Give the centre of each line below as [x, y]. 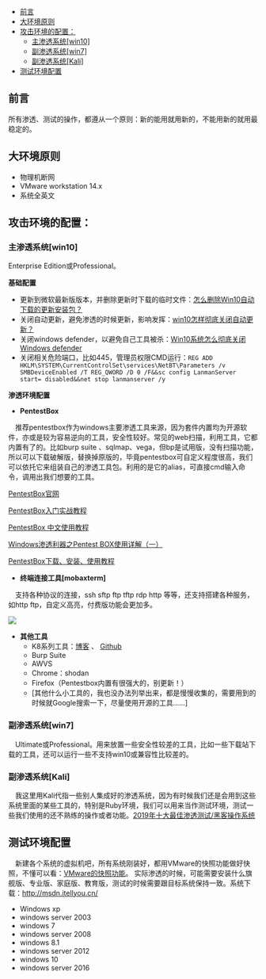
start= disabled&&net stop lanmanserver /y [93, 380]
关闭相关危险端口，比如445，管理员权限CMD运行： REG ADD [116, 358]
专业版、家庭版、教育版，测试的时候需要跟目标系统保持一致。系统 [136, 883]
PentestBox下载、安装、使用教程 [61, 561]
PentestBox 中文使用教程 [49, 528]
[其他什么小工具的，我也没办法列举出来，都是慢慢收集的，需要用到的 [144, 693]
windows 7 [37, 925]
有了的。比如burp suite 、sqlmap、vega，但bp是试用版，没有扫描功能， [140, 447]
